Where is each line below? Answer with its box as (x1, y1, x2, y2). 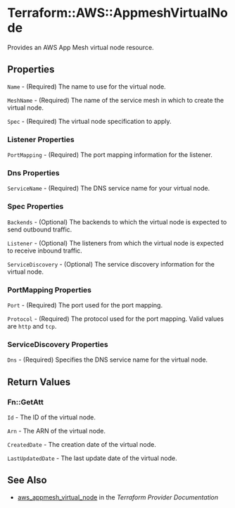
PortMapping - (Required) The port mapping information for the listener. (7, 151, 213, 159)
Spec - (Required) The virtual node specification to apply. (7, 117, 172, 125)
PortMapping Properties (7, 285, 91, 295)
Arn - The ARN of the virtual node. (7, 426, 106, 435)
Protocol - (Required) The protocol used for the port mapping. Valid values (7, 315, 224, 323)
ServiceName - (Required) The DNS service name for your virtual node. (7, 184, 210, 193)
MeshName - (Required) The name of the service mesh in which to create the (7, 96, 224, 104)
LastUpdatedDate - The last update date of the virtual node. (7, 454, 177, 462)
